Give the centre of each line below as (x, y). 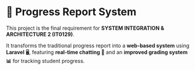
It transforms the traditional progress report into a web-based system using (98, 45)
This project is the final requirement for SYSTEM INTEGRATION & (85, 28)
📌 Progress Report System (71, 12)
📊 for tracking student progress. (45, 61)
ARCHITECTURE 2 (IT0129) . (40, 34)
